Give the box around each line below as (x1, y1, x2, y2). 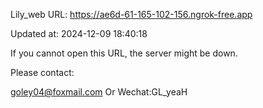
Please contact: (10, 67, 75, 78)
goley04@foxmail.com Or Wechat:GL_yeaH (10, 86, 188, 98)
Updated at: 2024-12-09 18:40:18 (10, 28, 148, 39)
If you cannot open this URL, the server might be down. (10, 47, 238, 59)
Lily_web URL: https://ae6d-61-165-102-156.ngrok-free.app (10, 9, 253, 20)
